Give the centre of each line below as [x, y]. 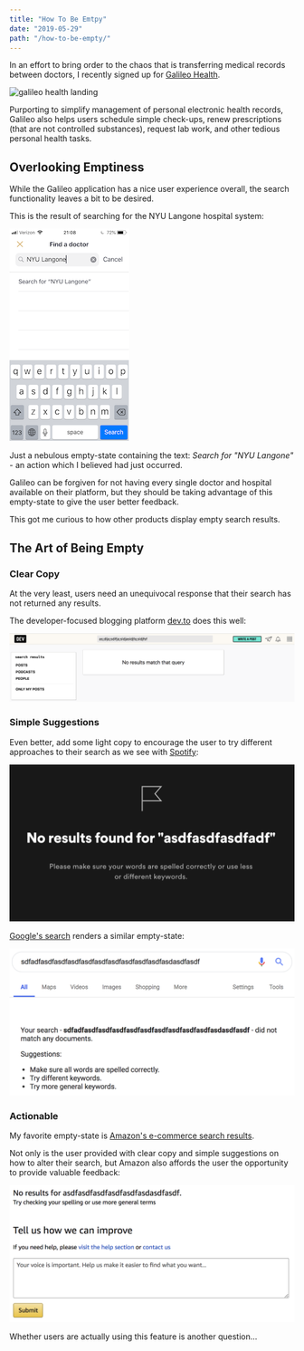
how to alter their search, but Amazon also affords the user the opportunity [149, 1163]
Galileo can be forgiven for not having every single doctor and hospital [141, 483]
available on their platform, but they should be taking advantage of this [141, 493]
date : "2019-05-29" [46, 29]
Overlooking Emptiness [77, 167]
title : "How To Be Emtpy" [58, 19]
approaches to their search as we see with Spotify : [104, 752]
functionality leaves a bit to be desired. [82, 198]
